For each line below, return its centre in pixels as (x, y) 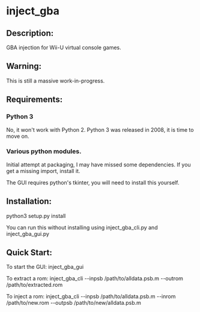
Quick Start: (29, 252)
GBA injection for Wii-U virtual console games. (64, 47)
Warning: (24, 66)
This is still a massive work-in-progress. (56, 81)
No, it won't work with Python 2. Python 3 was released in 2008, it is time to (100, 129)
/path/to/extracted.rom (35, 285)
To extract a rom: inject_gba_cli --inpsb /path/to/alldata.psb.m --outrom (95, 278)
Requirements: (35, 100)
